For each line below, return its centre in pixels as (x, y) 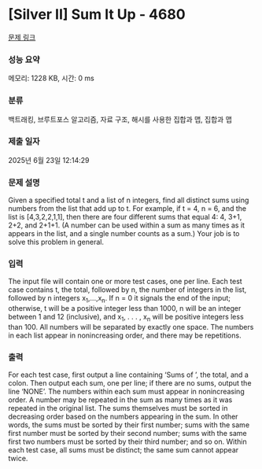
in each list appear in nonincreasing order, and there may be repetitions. (125, 335)
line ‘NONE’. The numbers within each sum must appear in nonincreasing (127, 392)
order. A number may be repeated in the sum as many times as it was (120, 400)
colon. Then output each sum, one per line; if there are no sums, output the (130, 383)
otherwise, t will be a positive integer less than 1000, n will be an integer (125, 308)
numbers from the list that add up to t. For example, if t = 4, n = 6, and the (127, 209)
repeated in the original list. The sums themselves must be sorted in (118, 408)
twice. (18, 459)
